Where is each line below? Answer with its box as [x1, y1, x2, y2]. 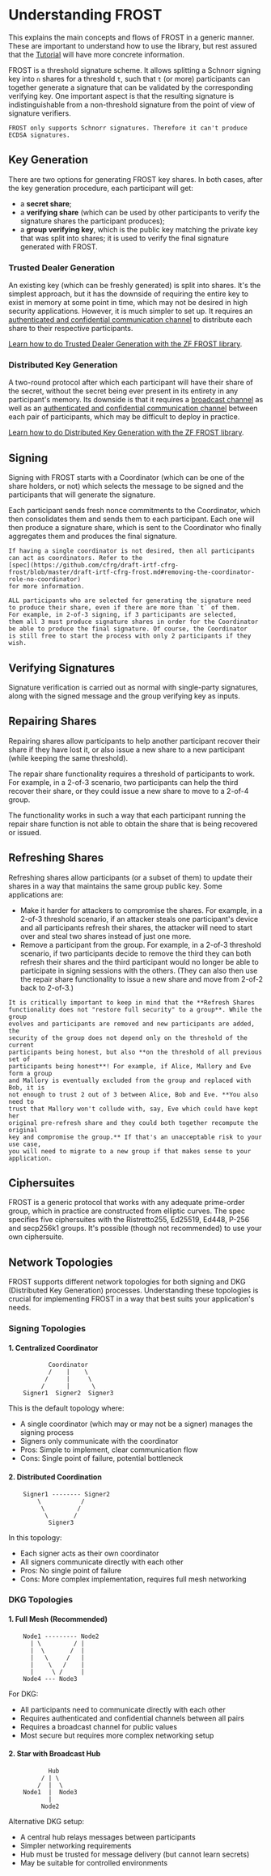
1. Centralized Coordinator [8, 1343, 99, 1352]
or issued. [8, 827, 42, 837]
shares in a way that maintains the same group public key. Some [8, 881, 222, 891]
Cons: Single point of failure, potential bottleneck [19, 1454, 184, 1463]
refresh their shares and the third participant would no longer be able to [19, 957, 259, 966]
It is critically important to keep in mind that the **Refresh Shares [8, 998, 255, 1007]
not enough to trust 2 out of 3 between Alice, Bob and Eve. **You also [8, 1090, 259, 1098]
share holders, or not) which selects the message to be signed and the [8, 482, 244, 491]
